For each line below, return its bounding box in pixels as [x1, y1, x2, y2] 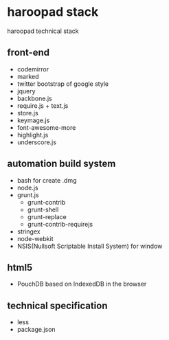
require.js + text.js [16, 101, 69, 110]
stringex [16, 227, 41, 236]
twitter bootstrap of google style [16, 80, 109, 88]
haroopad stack [7, 4, 99, 20]
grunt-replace [27, 212, 67, 220]
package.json [16, 326, 56, 334]
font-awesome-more [16, 123, 76, 131]
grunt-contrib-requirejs [27, 220, 93, 228]
